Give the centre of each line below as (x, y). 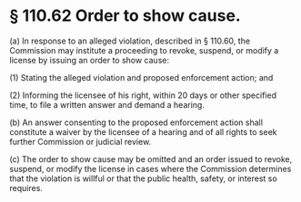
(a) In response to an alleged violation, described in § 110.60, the (130, 41)
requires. (26, 188)
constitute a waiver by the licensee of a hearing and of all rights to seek (143, 131)
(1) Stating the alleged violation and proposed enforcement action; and (141, 77)
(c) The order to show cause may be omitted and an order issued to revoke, (151, 159)
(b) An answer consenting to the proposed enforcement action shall (136, 122)
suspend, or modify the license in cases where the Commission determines (150, 168)
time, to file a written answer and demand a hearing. (107, 104)
